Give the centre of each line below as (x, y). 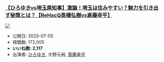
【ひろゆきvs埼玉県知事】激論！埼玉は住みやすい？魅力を (74, 7)
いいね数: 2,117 (28, 48)
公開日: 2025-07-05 (33, 36)
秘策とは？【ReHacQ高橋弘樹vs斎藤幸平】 (61, 15)
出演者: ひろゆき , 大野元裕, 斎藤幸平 (49, 55)
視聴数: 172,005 (28, 42)
